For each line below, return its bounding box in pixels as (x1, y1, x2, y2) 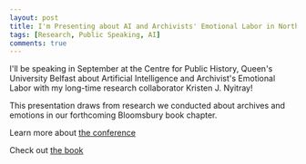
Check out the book (9, 145, 84, 156)
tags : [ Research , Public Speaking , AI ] (9, 30, 161, 39)
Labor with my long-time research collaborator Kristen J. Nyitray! (9, 82, 253, 93)
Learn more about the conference (9, 128, 137, 139)
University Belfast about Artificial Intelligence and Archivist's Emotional (9, 73, 276, 84)
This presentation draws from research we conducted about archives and (9, 101, 285, 111)
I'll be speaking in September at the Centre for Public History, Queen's (9, 63, 273, 74)
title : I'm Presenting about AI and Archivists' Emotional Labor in (9, 22, 275, 31)
